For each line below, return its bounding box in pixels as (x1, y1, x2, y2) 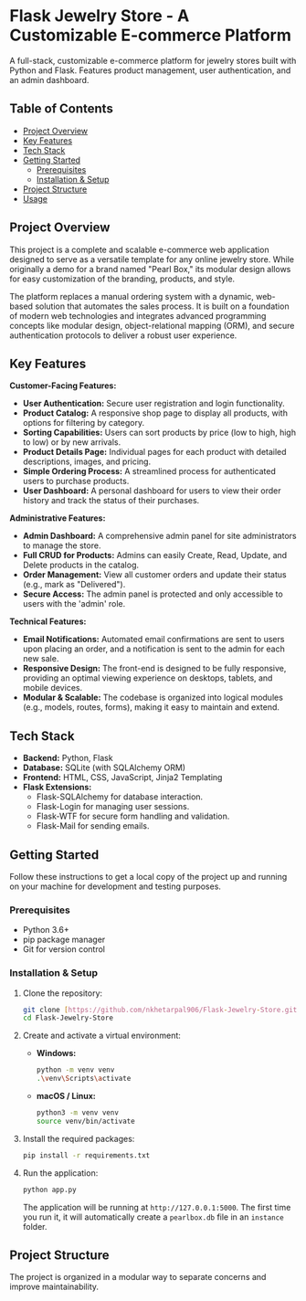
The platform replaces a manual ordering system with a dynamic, (9, 291, 254, 301)
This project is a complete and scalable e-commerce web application (9, 244, 269, 255)
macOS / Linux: (36, 1091, 96, 1102)
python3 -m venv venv (36, 1108, 119, 1117)
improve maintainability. (9, 1281, 99, 1293)
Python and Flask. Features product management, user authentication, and (9, 65, 291, 76)
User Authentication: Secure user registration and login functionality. (22, 398, 285, 409)
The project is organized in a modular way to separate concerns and (9, 1272, 267, 1283)
